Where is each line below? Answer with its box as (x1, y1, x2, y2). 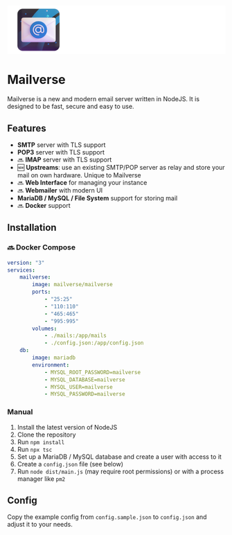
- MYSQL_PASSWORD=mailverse (44, 391, 126, 398)
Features (7, 122, 46, 134)
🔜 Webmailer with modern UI (17, 186, 103, 194)
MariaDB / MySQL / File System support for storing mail (17, 194, 178, 202)
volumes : (32, 325, 57, 332)
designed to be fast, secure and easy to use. (7, 103, 134, 111)
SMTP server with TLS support (17, 141, 106, 149)
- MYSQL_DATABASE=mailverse (44, 376, 126, 383)
